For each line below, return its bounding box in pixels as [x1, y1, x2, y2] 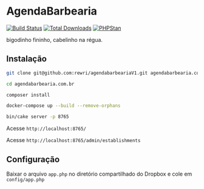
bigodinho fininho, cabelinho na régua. [6, 36, 103, 43]
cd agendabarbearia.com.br [6, 81, 75, 87]
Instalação [6, 53, 47, 64]
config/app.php [6, 176, 45, 183]
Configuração [6, 154, 60, 165]
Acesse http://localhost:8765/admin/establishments [6, 137, 141, 144]
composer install [6, 92, 50, 98]
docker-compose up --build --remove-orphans [6, 103, 121, 109]
